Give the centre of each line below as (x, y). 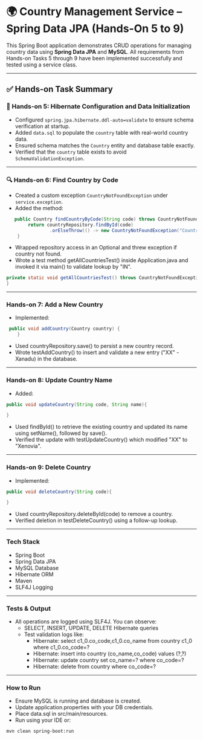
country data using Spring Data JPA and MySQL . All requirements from (95, 51)
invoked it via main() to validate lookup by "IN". (73, 267)
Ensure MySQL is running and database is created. (78, 701)
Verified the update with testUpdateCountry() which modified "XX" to (101, 440)
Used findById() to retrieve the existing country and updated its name (101, 427)
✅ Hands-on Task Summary (60, 89)
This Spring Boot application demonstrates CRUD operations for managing (99, 45)
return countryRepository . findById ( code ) (81, 225)
